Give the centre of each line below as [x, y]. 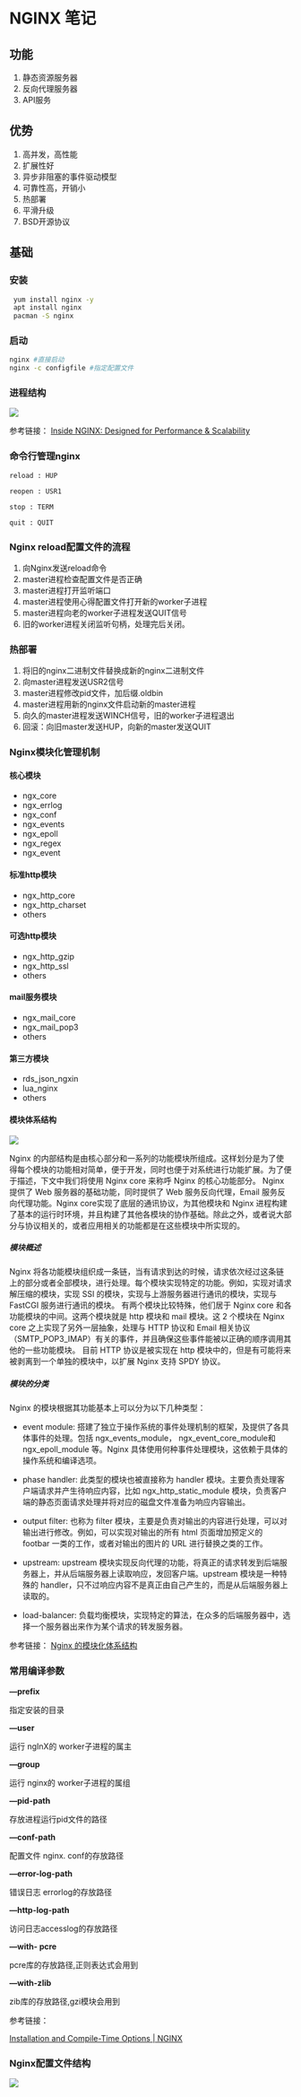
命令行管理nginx [45, 457]
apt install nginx [47, 308]
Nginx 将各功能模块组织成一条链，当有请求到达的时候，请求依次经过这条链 [147, 1272]
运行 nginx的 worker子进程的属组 [70, 1782]
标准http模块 [33, 874]
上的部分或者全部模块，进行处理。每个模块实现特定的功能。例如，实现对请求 [150, 1283]
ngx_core [39, 796]
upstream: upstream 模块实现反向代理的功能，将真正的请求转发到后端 [151, 1562]
